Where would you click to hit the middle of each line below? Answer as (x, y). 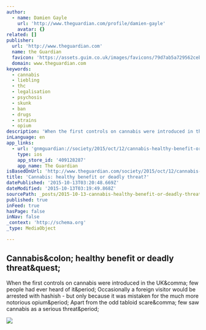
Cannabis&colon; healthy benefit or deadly (90, 259)
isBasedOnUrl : (25, 171)
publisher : (20, 40)
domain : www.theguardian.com (49, 63)
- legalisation (31, 92)
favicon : (23, 58)
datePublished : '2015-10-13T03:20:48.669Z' (63, 183)
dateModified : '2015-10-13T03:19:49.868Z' (61, 189)
